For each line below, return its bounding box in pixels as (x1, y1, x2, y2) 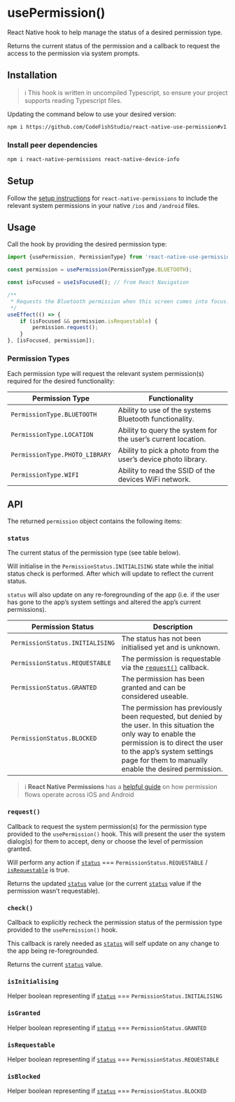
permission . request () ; (32, 324, 99, 331)
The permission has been (121, 674, 205, 684)
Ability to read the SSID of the (117, 466, 215, 475)
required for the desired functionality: (7, 377, 115, 386)
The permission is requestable (121, 654, 222, 664)
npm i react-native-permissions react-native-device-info (7, 155, 180, 162)
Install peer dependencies (7, 140, 98, 150)
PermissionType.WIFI (10, 471, 79, 479)
